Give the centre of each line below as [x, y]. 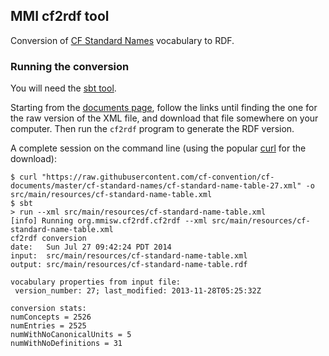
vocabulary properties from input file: [96, 282]
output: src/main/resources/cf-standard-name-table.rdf [129, 265]
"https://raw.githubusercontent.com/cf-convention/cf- [158, 177]
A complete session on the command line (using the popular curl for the [158, 148]
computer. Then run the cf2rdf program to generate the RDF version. [152, 129]
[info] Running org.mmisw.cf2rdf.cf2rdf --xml [109, 221]
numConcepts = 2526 [51, 317]
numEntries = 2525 [48, 326]
